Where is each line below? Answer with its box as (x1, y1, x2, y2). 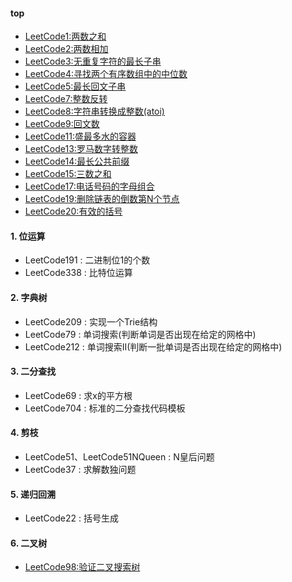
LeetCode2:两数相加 (24, 43, 109, 55)
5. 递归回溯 (10, 488, 56, 500)
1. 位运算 (10, 230, 46, 242)
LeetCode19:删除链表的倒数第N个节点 (24, 193, 180, 205)
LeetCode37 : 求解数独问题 (24, 464, 137, 476)
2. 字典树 (10, 292, 48, 303)
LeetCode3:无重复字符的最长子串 (24, 55, 162, 68)
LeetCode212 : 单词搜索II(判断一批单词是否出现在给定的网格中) (24, 340, 283, 353)
